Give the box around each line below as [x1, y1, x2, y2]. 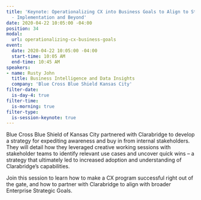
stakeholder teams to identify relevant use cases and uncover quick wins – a [6, 150, 194, 157]
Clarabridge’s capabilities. [6, 163, 70, 170]
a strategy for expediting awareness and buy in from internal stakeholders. [6, 137, 190, 144]
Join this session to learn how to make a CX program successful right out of [6, 174, 193, 181]
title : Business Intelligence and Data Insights [11, 75, 135, 81]
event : [6, 43, 23, 49]
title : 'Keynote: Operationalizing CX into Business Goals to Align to [6, 8, 188, 15]
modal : [6, 31, 23, 37]
